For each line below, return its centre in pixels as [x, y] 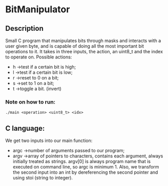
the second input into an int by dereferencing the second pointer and [85, 172]
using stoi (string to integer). [43, 178]
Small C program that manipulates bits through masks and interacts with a [83, 40]
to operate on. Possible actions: [39, 57]
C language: [25, 128]
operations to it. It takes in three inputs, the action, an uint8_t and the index [84, 51]
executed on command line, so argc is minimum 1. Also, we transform [86, 167]
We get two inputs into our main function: [49, 141]
